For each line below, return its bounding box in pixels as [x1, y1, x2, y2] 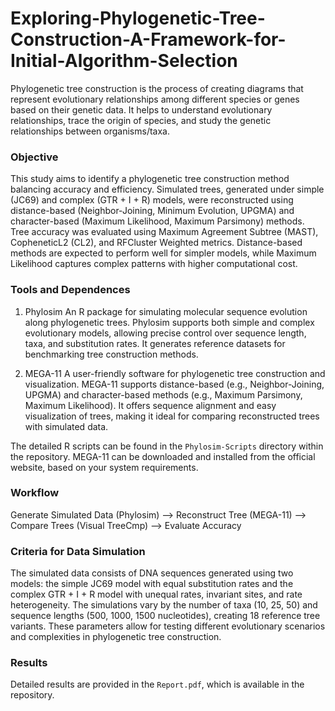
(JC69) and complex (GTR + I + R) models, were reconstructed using [10, 194, 294, 206]
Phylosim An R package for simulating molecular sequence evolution [24, 305, 308, 317]
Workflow [10, 486, 60, 500]
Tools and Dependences [10, 283, 131, 297]
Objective [10, 150, 59, 164]
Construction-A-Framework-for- [10, 28, 287, 51]
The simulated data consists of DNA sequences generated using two [10, 567, 294, 579]
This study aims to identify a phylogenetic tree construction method [10, 173, 290, 185]
